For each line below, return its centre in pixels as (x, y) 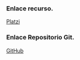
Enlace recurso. (30, 8)
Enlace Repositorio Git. (40, 38)
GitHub (15, 50)
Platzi (13, 22)
